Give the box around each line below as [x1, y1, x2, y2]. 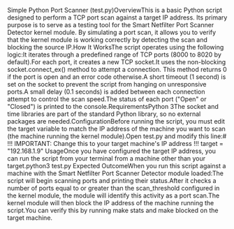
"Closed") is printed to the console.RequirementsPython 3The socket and [7, 103, 219, 110]
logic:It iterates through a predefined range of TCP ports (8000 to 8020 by [7, 50, 222, 59]
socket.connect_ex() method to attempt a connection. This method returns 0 [7, 66, 227, 73]
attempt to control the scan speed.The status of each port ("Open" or [7, 95, 207, 103]
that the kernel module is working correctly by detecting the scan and [7, 36, 208, 44]
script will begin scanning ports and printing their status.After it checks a [7, 177, 217, 184]
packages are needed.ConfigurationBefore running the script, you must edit [7, 117, 226, 125]
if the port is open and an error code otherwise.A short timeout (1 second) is [7, 73, 226, 81]
